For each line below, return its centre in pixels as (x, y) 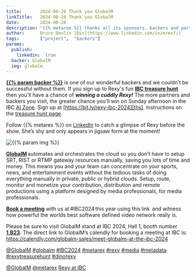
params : (15, 45)
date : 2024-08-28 (36, 22)
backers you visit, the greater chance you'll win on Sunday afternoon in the (96, 101)
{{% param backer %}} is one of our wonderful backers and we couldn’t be (97, 83)
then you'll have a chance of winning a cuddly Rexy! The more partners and (98, 95)
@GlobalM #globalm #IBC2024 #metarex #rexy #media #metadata (86, 250)
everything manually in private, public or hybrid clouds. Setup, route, (88, 179)
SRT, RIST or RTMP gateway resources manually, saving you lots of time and (98, 160)
